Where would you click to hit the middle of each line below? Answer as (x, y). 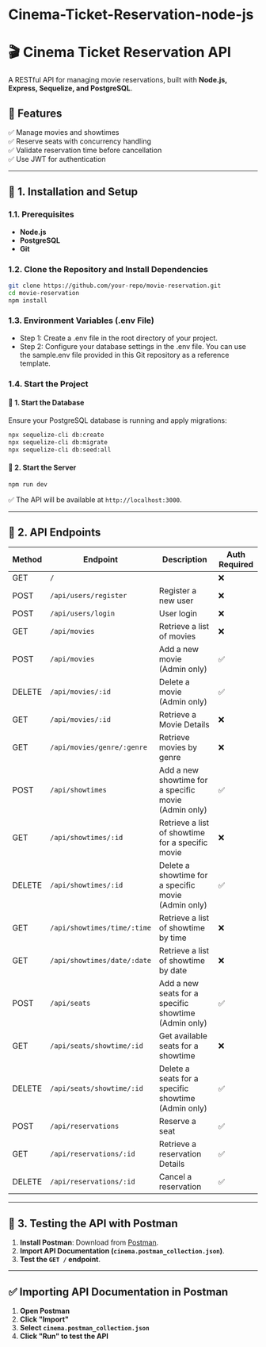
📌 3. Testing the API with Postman (93, 1223)
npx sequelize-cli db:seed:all (60, 450)
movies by (178, 747)
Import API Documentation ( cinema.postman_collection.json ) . (122, 1251)
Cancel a (175, 1177)
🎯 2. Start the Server (42, 468)
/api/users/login (83, 614)
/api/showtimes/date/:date (101, 961)
